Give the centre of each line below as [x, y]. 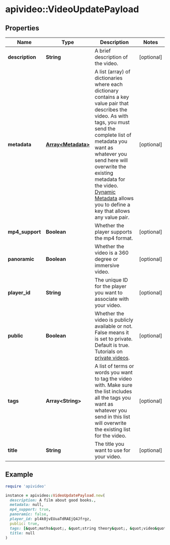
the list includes [113, 391]
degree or [106, 259]
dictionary [107, 91]
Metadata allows [114, 198]
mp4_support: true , [30, 510]
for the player [110, 286]
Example [19, 475]
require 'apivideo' [26, 486]
